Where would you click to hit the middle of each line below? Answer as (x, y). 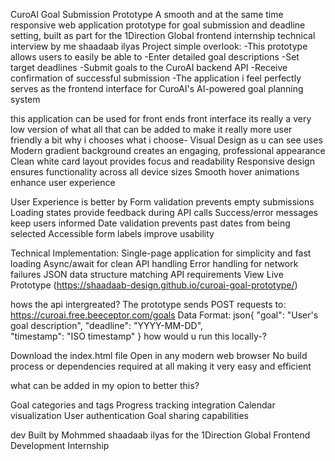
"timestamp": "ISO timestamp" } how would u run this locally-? (138, 336)
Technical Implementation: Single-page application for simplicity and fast (161, 253)
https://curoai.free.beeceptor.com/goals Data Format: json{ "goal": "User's (164, 315)
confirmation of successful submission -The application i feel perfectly (156, 78)
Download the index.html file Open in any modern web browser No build (159, 355)
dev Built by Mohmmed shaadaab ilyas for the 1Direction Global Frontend (160, 435)
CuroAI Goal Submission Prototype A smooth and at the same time (147, 14)
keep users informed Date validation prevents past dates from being (150, 223)
